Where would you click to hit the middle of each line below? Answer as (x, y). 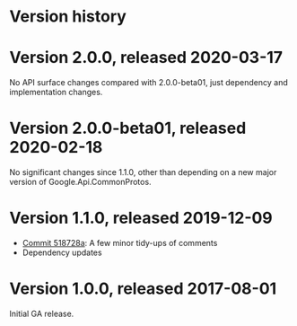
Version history (68, 17)
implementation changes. (56, 93)
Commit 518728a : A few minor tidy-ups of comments (120, 243)
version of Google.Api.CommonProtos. (80, 182)
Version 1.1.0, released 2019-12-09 (141, 218)
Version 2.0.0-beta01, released (128, 128)
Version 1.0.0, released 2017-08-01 (143, 289)
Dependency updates (62, 252)
